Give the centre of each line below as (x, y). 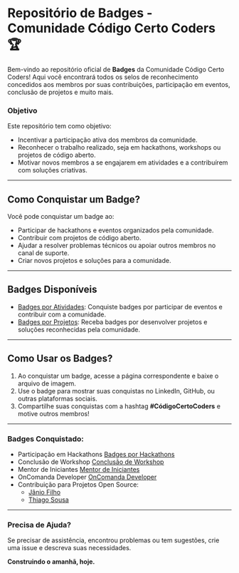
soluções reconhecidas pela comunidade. (79, 329)
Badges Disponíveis (52, 290)
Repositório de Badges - (80, 13)
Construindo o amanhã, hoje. (51, 562)
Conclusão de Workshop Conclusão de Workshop (91, 462)
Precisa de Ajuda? (39, 525)
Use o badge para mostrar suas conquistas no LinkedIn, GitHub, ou (116, 391)
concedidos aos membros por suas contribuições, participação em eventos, (119, 84)
